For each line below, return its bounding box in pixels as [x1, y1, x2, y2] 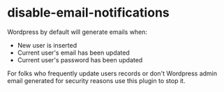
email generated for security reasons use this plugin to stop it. [7, 76, 186, 84]
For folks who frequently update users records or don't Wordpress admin [7, 69, 218, 77]
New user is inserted [17, 41, 77, 49]
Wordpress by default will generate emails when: [7, 28, 148, 36]
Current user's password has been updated [17, 55, 143, 64]
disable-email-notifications [7, 5, 170, 21]
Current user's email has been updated [17, 48, 130, 57]
